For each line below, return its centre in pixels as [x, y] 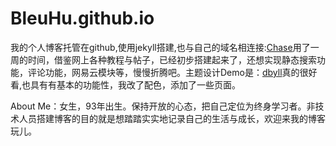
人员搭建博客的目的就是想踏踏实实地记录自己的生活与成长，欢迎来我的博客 [172, 118]
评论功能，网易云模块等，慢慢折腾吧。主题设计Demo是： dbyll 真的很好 [172, 72]
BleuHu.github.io [82, 18]
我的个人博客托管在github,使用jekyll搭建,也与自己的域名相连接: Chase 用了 [160, 47]
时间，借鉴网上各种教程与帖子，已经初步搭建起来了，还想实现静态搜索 [172, 59]
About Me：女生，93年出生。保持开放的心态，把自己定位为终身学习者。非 [163, 106]
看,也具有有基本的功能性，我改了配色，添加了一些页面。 [126, 84]
